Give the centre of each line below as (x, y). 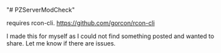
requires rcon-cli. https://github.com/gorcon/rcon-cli (81, 23)
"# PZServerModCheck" (41, 10)
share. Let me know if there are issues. (61, 43)
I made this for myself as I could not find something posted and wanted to (110, 36)
